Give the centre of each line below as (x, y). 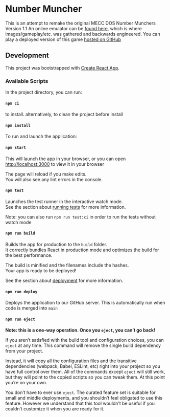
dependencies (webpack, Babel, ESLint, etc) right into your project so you (83, 366)
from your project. (24, 351)
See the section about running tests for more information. (66, 207)
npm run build (20, 233)
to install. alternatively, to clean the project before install (64, 114)
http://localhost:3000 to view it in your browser (55, 164)
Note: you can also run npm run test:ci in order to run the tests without (81, 217)
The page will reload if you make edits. (46, 174)
